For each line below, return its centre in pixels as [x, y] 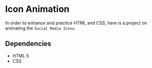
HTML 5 [21, 56]
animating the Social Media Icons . [41, 28]
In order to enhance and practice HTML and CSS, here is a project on [76, 23]
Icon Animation [37, 9]
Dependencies [28, 44]
